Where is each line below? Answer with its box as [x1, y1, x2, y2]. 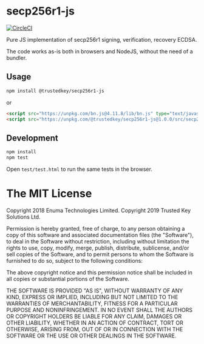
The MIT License [6, 187, 92, 200]
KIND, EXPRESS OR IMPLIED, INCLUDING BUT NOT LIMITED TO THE [6, 293, 178, 300]
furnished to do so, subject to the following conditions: [6, 257, 143, 264]
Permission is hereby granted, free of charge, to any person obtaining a [6, 225, 185, 232]
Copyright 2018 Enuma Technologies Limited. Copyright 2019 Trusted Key [6, 207, 191, 214]
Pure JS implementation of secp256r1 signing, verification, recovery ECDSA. [6, 36, 197, 43]
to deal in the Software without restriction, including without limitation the [6, 237, 189, 245]
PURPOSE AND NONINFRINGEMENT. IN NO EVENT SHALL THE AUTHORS [6, 306, 193, 313]
